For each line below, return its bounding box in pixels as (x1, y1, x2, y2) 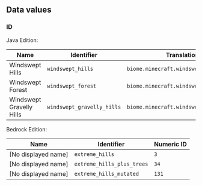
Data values (6, 5, 52, 15)
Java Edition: (6, 36, 38, 44)
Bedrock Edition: (6, 125, 47, 133)
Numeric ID (154, 140, 188, 148)
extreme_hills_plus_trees (74, 160, 148, 167)
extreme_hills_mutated (74, 170, 139, 177)
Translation (165, 50, 200, 59)
